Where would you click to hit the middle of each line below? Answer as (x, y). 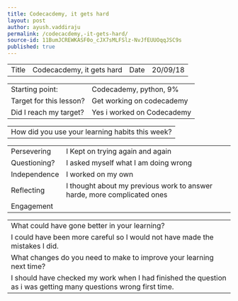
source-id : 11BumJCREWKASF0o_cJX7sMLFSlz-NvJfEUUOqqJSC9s (95, 40)
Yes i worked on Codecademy (141, 112)
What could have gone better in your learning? (88, 226)
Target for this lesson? (48, 101)
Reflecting (28, 190)
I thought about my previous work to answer (140, 186)
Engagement (32, 206)
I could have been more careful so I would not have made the (112, 237)
